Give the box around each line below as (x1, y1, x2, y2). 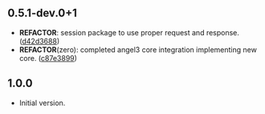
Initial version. (18, 98, 66, 108)
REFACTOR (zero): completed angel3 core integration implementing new (18, 44, 258, 55)
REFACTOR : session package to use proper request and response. (18, 27, 240, 37)
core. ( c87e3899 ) (18, 53, 78, 63)
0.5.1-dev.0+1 (7, 6, 78, 20)
